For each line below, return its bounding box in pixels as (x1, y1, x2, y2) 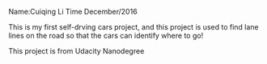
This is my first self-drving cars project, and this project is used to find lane (8, 22, 259, 31)
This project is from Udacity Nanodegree (8, 46, 145, 55)
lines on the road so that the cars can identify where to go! (8, 31, 204, 40)
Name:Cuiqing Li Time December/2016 (8, 7, 138, 16)
